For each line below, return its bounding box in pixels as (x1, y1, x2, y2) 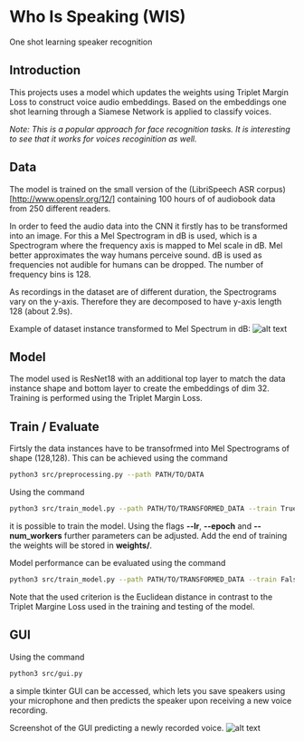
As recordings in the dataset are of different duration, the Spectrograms (9, 286, 278, 297)
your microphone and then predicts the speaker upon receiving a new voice (9, 695, 292, 706)
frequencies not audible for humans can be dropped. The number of (9, 259, 264, 269)
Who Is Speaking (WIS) (9, 6, 186, 27)
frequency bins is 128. (9, 268, 92, 279)
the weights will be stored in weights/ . (9, 540, 152, 551)
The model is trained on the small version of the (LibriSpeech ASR (9, 183, 255, 194)
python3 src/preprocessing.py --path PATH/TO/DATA (9, 470, 204, 480)
